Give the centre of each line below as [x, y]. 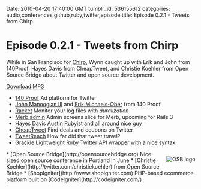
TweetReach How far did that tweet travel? [67, 136]
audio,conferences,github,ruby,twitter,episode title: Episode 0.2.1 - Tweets [98, 15]
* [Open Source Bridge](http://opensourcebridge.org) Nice [79, 154]
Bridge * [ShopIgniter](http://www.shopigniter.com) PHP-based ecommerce [100, 173]
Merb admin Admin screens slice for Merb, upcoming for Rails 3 [94, 117]
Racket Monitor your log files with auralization [72, 111]
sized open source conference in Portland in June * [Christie [81, 160]
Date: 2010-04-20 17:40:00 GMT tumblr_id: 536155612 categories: [88, 9]
